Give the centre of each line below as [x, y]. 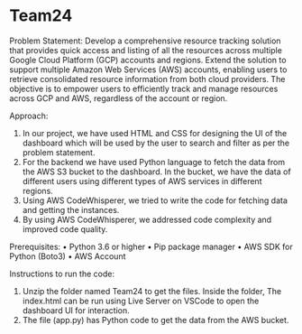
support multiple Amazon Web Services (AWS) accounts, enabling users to [148, 70]
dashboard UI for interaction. [76, 310]
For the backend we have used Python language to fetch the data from [154, 162]
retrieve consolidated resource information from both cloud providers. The [147, 79]
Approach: [29, 116]
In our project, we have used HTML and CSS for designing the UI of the [155, 133]
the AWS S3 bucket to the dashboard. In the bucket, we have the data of [156, 172]
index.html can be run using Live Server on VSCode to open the [141, 301]
